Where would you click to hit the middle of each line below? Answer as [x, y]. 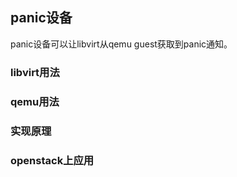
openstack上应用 [52, 160]
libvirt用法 [35, 72]
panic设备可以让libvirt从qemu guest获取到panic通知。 [121, 44]
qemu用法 [35, 101]
